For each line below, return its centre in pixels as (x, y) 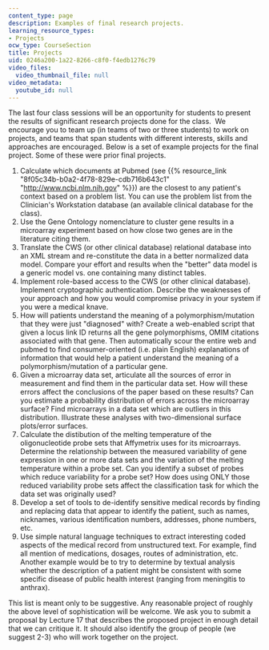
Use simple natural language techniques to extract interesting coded (133, 536)
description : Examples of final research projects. (96, 23)
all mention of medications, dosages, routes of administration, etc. (129, 554)
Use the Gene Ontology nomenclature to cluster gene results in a (127, 222)
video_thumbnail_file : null (62, 75)
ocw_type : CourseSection (50, 46)
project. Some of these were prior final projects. (87, 155)
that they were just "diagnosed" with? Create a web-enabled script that (137, 324)
